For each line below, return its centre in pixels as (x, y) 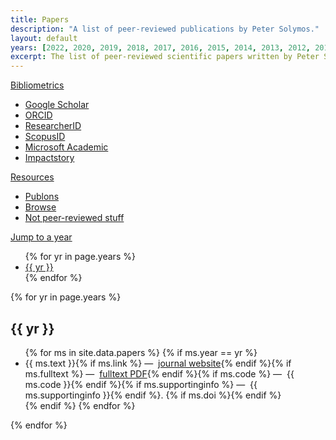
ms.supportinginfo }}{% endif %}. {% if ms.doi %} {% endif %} (153, 395)
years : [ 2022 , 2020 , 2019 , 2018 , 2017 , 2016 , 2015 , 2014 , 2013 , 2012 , (160, 47)
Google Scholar (57, 105)
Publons (42, 197)
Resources (32, 177)
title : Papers (40, 19)
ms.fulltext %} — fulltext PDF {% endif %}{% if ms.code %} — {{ (159, 373)
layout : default (44, 38)
